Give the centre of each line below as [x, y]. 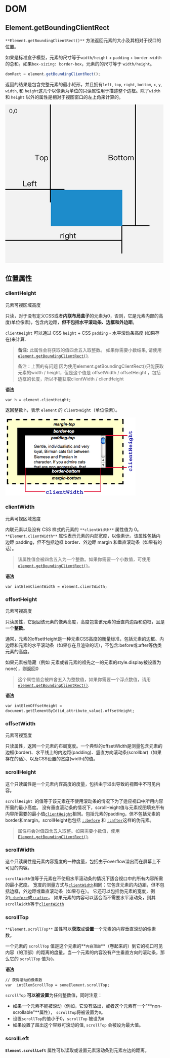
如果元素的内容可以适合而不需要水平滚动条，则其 [105, 898]
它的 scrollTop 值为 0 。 [33, 959]
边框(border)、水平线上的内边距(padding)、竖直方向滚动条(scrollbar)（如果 [83, 752]
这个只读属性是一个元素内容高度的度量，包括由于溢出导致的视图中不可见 [80, 784]
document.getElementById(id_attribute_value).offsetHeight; [70, 711]
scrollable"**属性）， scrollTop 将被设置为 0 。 [59, 1012]
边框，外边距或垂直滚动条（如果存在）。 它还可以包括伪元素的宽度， [80, 891]
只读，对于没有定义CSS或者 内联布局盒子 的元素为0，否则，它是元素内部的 [82, 315]
